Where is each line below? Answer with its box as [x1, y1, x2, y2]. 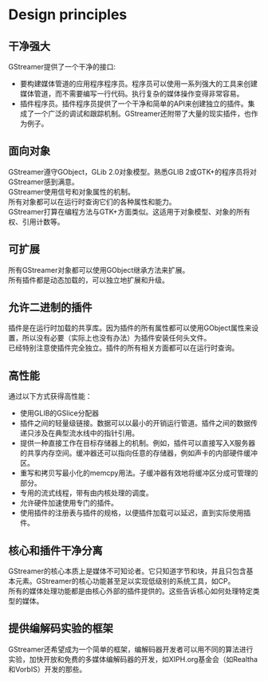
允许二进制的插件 [8, 301, 93, 314]
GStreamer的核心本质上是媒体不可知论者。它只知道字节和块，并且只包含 [8, 566, 246, 576]
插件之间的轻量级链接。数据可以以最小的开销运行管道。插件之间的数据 [19, 419, 251, 428]
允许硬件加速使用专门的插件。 [19, 498, 118, 508]
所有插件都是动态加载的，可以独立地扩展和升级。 [8, 275, 169, 285]
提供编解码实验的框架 [8, 622, 113, 636]
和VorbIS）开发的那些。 [8, 664, 87, 674]
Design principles [8, 6, 128, 24]
